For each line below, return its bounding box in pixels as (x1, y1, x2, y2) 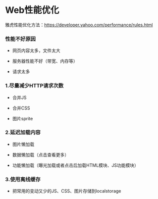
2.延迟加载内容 (5, 129, 41, 136)
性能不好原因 (5, 35, 36, 42)
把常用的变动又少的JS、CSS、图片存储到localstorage (12, 188, 121, 194)
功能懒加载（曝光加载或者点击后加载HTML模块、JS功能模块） (12, 162, 139, 168)
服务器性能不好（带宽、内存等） (12, 58, 78, 64)
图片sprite (12, 115, 33, 121)
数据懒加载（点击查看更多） (12, 151, 69, 157)
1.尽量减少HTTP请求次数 (5, 82, 64, 89)
